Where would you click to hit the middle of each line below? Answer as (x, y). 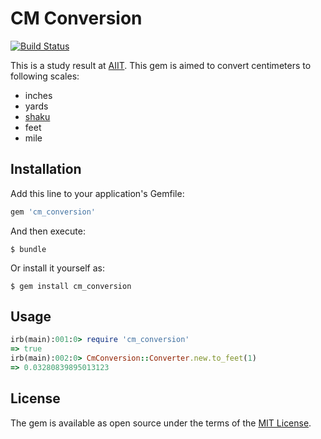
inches (38, 95)
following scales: (45, 76)
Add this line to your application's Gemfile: (97, 193)
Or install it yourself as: (57, 268)
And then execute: (48, 231)
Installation (46, 169)
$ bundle (28, 249)
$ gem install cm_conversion (71, 286)
